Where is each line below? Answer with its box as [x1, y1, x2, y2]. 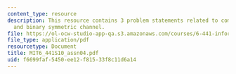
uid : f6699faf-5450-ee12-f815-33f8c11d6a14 [7, 56, 137, 63]
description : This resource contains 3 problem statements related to [7, 17, 218, 24]
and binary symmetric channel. [13, 23, 105, 30]
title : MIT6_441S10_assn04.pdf [7, 50, 99, 57]
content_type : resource [7, 10, 77, 18]
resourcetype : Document [7, 43, 77, 50]
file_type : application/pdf [7, 37, 90, 44]
